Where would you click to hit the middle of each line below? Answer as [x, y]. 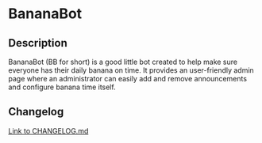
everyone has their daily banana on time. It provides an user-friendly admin [131, 70]
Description [38, 43]
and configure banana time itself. [62, 87]
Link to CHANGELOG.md [48, 130]
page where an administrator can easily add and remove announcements [128, 79]
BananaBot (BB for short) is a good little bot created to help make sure [123, 62]
